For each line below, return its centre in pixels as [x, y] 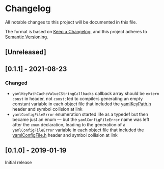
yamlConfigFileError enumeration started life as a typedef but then [80, 114]
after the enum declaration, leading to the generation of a [69, 125]
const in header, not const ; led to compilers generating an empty [78, 99]
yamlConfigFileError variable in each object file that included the [78, 130]
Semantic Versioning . [27, 37]
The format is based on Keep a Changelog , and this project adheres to [76, 31]
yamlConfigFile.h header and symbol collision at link [65, 135]
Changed [16, 83]
